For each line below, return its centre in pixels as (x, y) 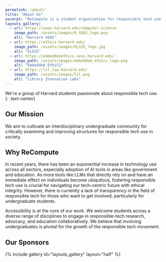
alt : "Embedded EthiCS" (39, 65)
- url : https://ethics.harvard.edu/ (47, 42)
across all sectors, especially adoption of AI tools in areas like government (81, 170)
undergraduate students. (31, 201)
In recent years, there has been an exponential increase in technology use (81, 164)
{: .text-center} (20, 98)
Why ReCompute (32, 152)
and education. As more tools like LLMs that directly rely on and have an (79, 175)
